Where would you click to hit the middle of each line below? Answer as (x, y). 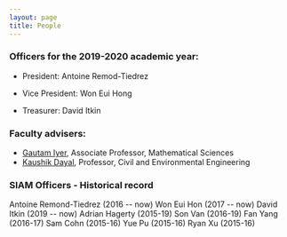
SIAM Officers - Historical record (81, 186)
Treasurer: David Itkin (61, 110)
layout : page (33, 17)
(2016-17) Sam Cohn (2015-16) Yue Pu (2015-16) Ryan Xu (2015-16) (132, 224)
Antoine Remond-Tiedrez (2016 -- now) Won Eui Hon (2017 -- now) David (143, 204)
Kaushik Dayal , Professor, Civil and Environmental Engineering (136, 162)
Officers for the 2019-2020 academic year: (104, 57)
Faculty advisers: (48, 133)
